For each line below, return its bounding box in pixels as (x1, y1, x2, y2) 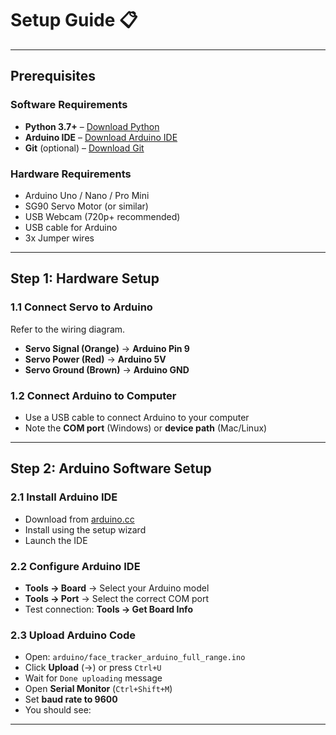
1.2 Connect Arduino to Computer (10, 388, 177, 402)
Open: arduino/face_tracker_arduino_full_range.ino (24, 651, 246, 663)
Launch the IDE (24, 534, 88, 546)
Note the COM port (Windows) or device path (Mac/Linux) (24, 422, 268, 434)
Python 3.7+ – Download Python (24, 120, 160, 132)
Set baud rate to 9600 (24, 693, 118, 706)
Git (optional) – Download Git (24, 142, 145, 154)
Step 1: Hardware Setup (10, 270, 160, 287)
